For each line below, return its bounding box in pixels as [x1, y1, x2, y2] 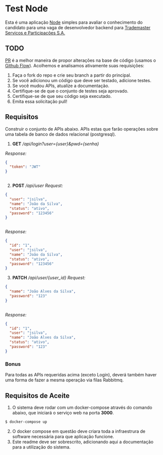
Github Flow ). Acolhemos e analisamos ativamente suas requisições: [5, 62, 144, 68]
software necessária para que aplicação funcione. [12, 433, 114, 439]
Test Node [5, 3, 48, 14]
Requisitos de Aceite [5, 391, 70, 400]
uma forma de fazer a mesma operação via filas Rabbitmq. [5, 377, 124, 383]
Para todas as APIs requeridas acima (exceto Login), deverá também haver [5, 372, 157, 378]
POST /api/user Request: [12, 182, 63, 188]
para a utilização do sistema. [12, 444, 71, 450]
